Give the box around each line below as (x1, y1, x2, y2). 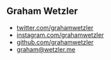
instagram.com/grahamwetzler (16, 31, 104, 39)
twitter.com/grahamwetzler (16, 23, 94, 31)
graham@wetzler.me (16, 45, 76, 53)
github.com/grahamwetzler (16, 37, 94, 46)
